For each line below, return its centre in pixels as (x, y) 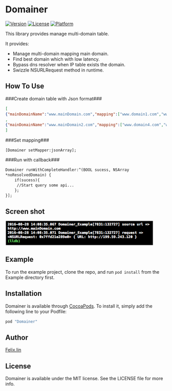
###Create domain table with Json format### (54, 98)
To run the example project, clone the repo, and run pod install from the (82, 272)
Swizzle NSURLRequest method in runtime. (58, 70)
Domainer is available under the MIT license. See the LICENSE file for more (84, 379)
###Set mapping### (27, 140)
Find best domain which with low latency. (56, 59)
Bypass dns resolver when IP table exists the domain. (69, 64)
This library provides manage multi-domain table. (57, 33)
